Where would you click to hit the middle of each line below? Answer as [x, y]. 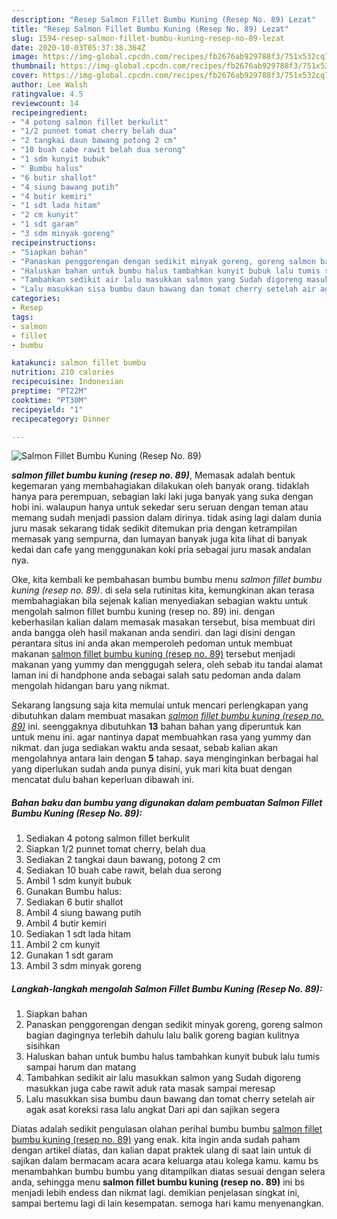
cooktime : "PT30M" [49, 400]
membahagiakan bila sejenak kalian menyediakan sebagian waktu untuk [160, 601]
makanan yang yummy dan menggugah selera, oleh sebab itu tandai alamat [167, 665]
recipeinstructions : [54, 242]
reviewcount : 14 [45, 103]
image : [25, 57]
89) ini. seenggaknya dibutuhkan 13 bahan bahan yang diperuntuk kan [156, 727]
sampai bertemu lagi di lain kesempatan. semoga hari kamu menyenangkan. [167, 1203]
